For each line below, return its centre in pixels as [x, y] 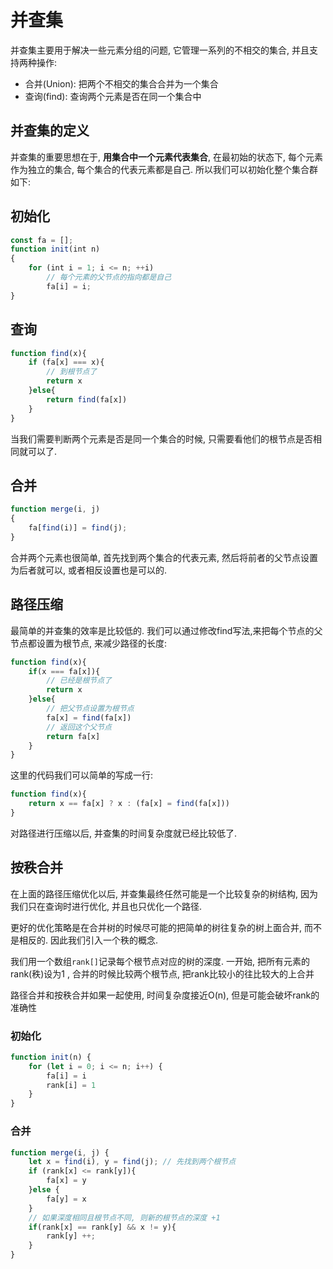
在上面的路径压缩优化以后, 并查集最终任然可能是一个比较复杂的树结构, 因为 [164, 893]
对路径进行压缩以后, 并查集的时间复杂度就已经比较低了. [124, 833]
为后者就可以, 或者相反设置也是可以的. [89, 570]
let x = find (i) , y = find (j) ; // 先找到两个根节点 [132, 1162]
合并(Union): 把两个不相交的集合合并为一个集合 [121, 83]
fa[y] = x [66, 1199]
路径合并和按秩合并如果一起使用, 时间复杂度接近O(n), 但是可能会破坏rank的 [165, 995]
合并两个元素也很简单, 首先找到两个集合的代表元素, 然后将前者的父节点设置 [164, 557]
